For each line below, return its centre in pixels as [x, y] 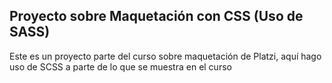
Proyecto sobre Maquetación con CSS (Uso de [156, 16]
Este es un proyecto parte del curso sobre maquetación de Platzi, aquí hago [165, 56]
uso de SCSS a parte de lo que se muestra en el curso [120, 66]
